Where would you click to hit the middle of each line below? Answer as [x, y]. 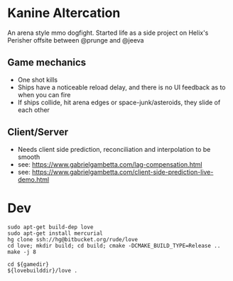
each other [33, 110]
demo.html [33, 180]
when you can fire [44, 94]
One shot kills [38, 79]
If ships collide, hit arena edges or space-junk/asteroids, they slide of [119, 102]
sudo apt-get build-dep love [50, 227]
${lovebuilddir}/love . [43, 270]
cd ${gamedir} [28, 264]
